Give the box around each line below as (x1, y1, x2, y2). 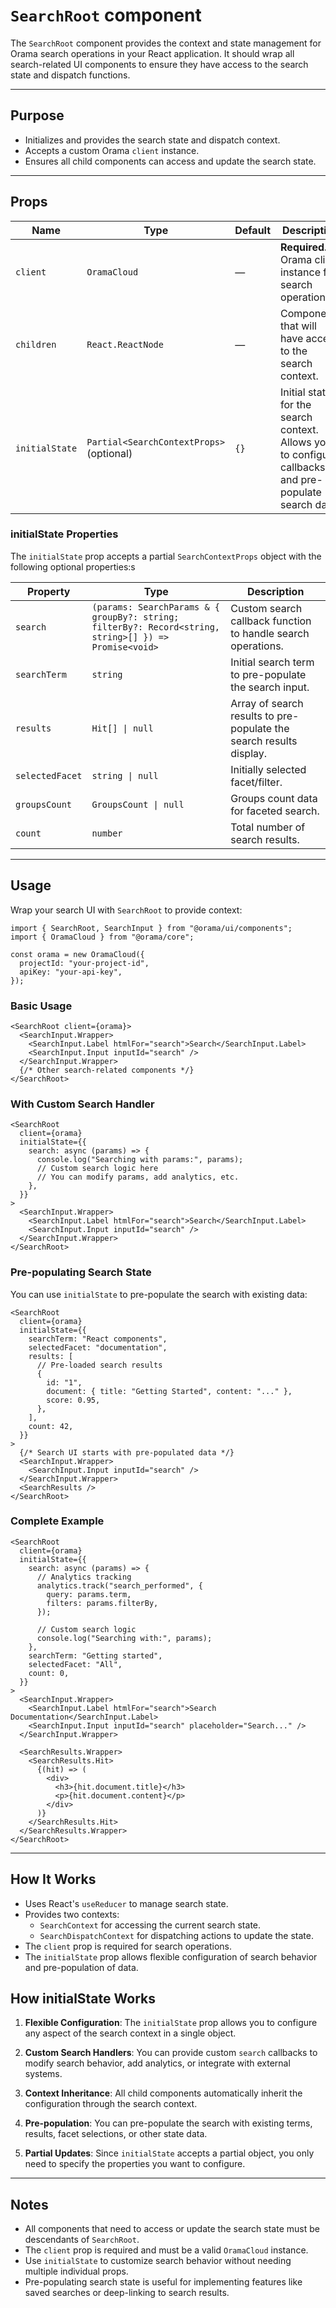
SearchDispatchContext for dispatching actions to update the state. (39, 1929, 314, 1941)
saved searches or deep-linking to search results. (24, 2287, 230, 2299)
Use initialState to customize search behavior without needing (24, 2255, 292, 2267)
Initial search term (230, 655, 315, 669)
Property (26, 584, 71, 598)
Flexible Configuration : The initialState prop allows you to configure (24, 2017, 318, 2029)
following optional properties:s (10, 560, 136, 573)
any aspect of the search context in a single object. (24, 2027, 237, 2039)
